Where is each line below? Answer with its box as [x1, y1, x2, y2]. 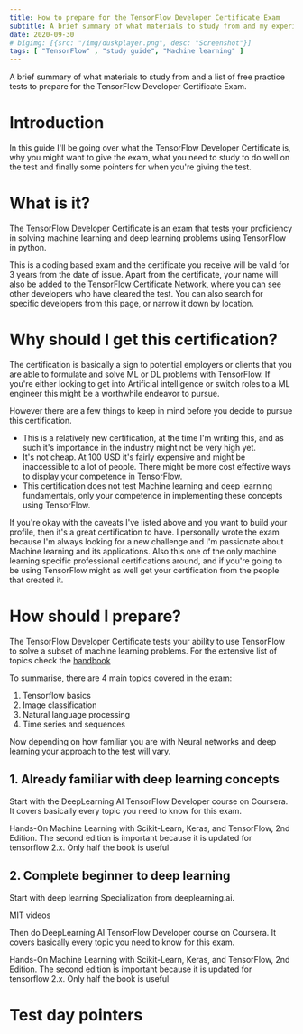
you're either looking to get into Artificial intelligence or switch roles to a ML [9, 378, 290, 389]
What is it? [9, 193, 91, 214]
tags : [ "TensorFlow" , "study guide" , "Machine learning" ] [9, 47, 244, 56]
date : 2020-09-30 [9, 30, 75, 39]
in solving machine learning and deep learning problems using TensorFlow [9, 233, 287, 243]
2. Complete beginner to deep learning [9, 868, 231, 883]
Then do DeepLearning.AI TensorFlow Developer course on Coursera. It [9, 927, 277, 938]
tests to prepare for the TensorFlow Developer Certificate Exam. [9, 81, 247, 92]
